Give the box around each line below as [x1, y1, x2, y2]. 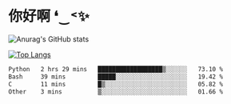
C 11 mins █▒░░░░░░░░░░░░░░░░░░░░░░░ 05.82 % [8, 80, 224, 88]
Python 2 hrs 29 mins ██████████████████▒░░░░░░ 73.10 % [8, 65, 224, 73]
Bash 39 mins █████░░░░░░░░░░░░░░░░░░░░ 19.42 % [8, 73, 224, 81]
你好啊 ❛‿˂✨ [8, 7, 90, 26]
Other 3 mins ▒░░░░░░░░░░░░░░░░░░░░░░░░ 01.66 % [8, 87, 224, 96]
